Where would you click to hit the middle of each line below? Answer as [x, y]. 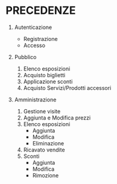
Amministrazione [35, 100]
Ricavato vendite [44, 150]
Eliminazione [48, 143]
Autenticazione [33, 27]
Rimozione [46, 175]
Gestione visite [42, 111]
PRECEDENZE [41, 11]
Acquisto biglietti [44, 75]
